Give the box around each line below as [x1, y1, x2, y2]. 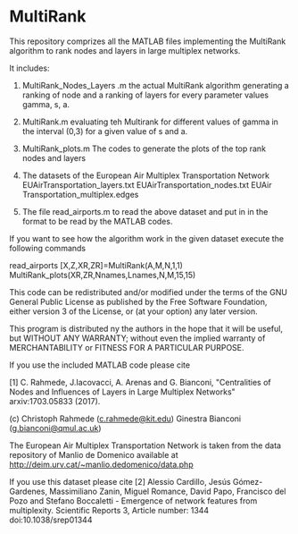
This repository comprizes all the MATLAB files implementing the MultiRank [9, 36, 286, 47]
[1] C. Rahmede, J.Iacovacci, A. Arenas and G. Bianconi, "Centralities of [9, 377, 271, 387]
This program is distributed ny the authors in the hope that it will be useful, [9, 323, 284, 334]
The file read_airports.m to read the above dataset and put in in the [21, 206, 269, 216]
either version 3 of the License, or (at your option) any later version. [9, 306, 259, 317]
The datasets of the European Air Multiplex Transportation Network [21, 170, 270, 181]
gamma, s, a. [21, 98, 70, 109]
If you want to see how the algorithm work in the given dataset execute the [9, 233, 284, 243]
